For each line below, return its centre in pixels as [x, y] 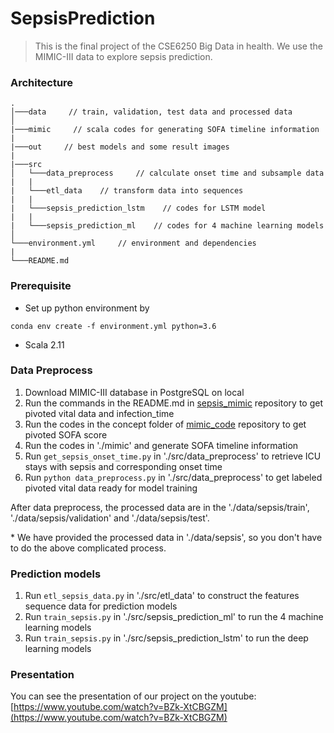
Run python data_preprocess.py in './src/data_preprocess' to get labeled [173, 477]
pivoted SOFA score [66, 434]
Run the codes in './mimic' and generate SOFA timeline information [161, 445]
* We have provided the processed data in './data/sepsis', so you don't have [166, 537]
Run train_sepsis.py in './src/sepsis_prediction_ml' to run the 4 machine [174, 617]
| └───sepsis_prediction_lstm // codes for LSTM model [138, 208]
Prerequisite [41, 286]
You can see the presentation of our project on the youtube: [133, 696]
